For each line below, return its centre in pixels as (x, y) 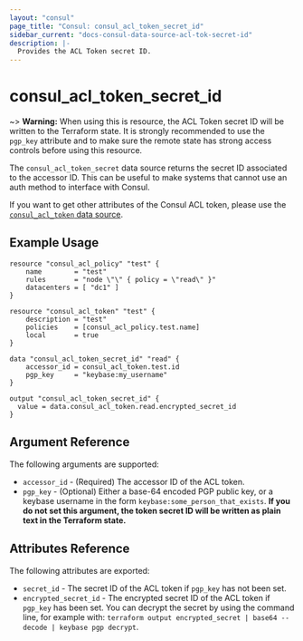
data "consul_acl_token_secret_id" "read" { (95, 359)
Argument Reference (70, 442)
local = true (62, 335)
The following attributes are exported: (80, 570)
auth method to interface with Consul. (80, 188)
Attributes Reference (70, 549)
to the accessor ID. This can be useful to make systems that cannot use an (148, 178)
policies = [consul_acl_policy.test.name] (113, 327)
